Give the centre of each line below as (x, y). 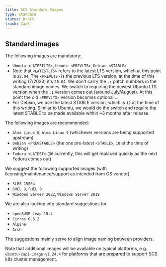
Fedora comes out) (32, 159)
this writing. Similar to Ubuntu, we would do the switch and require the (84, 108)
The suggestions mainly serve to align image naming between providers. (80, 239)
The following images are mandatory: (43, 56)
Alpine (19, 225)
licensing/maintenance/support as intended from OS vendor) (67, 174)
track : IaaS (17, 24)
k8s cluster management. (31, 259)
